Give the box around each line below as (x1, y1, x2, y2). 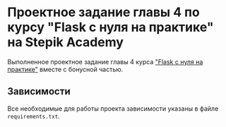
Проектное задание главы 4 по (7, 4, 200, 20)
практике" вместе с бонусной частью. (7, 65, 124, 73)
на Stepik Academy (7, 35, 124, 50)
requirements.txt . (7, 111, 60, 120)
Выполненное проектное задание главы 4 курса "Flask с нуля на (7, 57, 203, 66)
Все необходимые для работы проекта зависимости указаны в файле (7, 104, 219, 113)
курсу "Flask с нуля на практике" (7, 19, 214, 35)
